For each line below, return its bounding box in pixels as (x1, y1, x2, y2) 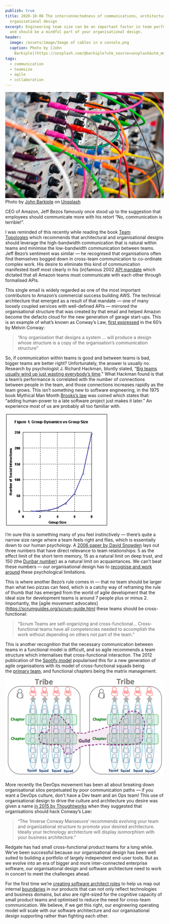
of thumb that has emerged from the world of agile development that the (5, 589, 155, 595)
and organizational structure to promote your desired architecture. (17, 824, 155, 830)
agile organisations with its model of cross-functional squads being (5, 663, 145, 669)
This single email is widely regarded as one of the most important (5, 287, 141, 293)
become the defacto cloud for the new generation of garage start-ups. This (5, 313, 161, 320)
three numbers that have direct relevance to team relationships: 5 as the (5, 548, 154, 554)
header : (5, 35, 22, 40)
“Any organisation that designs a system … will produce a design (17, 334, 152, 340)
